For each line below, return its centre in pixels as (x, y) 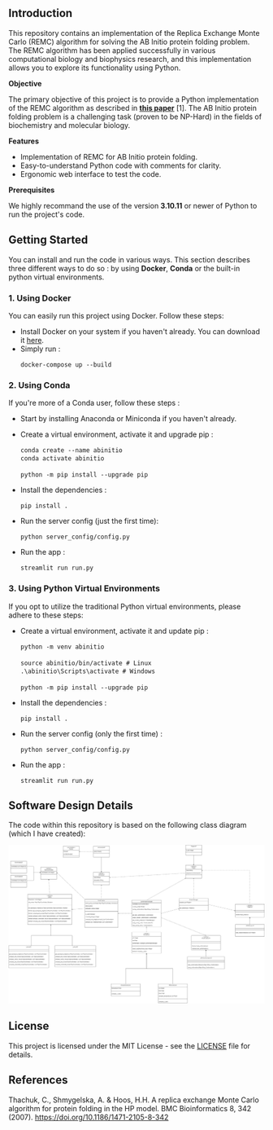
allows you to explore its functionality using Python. (95, 68)
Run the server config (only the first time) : (91, 733)
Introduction (41, 13)
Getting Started (48, 240)
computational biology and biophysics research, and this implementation (130, 59)
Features (24, 141)
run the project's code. (47, 214)
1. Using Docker (40, 298)
